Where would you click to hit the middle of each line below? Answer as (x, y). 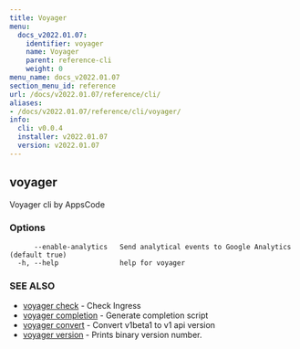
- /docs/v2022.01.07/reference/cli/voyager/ (95, 111)
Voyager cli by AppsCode (57, 204)
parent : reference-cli (69, 60)
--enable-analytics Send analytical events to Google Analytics (162, 247)
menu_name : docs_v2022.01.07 (65, 78)
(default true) (38, 255)
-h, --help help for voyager (101, 263)
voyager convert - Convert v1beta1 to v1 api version (119, 325)
